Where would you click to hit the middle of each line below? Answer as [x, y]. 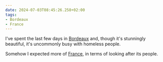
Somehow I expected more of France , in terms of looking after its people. [82, 54]
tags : [11, 15]
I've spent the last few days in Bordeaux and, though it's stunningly [75, 39]
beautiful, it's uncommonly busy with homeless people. [63, 44]
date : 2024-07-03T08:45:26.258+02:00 [45, 10]
